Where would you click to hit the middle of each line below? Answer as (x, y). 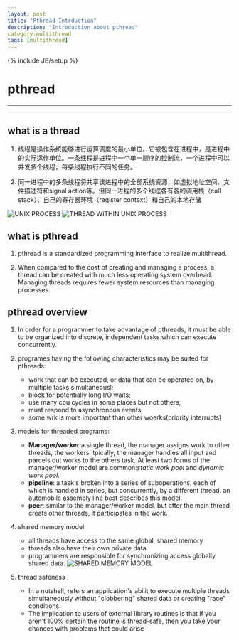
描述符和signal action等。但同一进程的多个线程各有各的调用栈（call (122, 191)
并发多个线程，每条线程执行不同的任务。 (77, 166)
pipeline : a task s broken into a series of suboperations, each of (122, 482)
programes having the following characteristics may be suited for (113, 358)
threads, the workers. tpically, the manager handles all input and (122, 452)
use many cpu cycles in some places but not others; (105, 402)
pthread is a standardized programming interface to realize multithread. (122, 253)
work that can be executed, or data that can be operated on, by (121, 379)
